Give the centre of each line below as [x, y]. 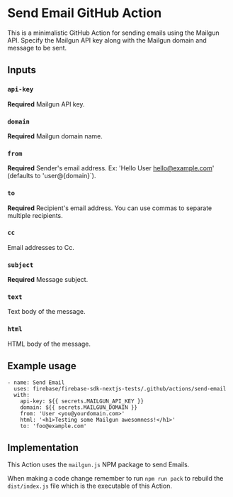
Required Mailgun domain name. [55, 136]
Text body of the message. [46, 312]
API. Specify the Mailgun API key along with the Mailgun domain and [107, 40]
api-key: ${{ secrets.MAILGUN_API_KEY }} [82, 401]
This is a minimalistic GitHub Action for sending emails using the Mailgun [113, 33]
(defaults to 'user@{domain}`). [52, 176]
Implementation [43, 448]
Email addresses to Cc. [41, 247]
